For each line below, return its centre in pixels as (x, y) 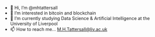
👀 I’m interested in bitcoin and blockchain (53, 13)
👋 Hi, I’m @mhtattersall (34, 8)
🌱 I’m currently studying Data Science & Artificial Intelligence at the (80, 18)
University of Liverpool (34, 23)
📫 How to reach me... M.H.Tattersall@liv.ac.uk (59, 29)
